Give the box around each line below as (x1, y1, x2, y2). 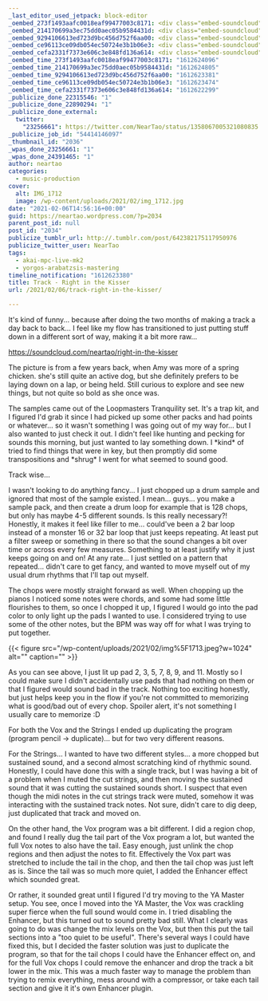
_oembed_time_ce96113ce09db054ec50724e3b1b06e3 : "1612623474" (8, 78, 219, 86)
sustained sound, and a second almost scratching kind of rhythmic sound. (8, 758, 252, 767)
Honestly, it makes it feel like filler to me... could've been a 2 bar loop (8, 519, 235, 529)
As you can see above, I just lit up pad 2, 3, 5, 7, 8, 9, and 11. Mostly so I (8, 668, 242, 676)
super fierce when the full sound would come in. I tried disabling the (8, 907, 232, 916)
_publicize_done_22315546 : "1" (8, 93, 112, 101)
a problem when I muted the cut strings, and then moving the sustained (8, 774, 243, 784)
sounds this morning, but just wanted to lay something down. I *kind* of (8, 438, 245, 447)
